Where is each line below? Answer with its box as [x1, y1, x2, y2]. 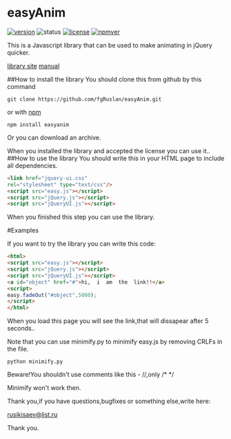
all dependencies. [7, 161, 58, 170]
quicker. [7, 48, 30, 57]
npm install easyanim [7, 121, 70, 128]
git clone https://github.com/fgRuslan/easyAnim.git [7, 95, 162, 103]
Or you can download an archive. [7, 133, 101, 142]
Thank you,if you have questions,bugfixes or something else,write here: [7, 397, 211, 405]
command [7, 82, 36, 90]
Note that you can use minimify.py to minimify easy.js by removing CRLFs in [7, 338, 223, 346]
